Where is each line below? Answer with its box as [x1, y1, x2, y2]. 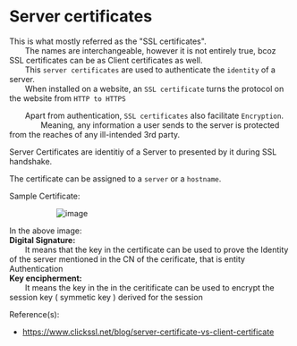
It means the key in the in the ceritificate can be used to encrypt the [25, 282, 275, 292]
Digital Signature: [9, 234, 76, 245]
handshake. [9, 156, 53, 166]
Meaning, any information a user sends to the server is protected [40, 119, 280, 131]
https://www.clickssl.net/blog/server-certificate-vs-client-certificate [21, 326, 275, 337]
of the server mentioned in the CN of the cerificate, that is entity [9, 253, 246, 265]
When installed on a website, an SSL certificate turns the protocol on [25, 83, 284, 94]
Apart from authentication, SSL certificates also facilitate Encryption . [25, 110, 284, 121]
